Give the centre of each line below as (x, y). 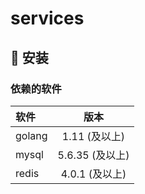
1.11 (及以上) (93, 136)
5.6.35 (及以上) (93, 155)
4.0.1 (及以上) (93, 174)
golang (31, 135)
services (47, 18)
